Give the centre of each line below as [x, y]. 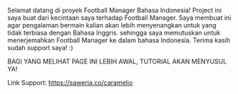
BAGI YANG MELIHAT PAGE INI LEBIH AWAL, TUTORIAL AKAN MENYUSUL [117, 61]
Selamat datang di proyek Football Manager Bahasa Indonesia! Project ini [115, 10]
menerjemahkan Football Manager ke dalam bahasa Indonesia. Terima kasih [119, 40]
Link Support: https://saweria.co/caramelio [70, 83]
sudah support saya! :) [40, 48]
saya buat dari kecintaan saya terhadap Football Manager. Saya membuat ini [119, 18]
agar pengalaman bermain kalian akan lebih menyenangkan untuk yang [112, 25]
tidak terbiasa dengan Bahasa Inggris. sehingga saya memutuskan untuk [114, 33]
